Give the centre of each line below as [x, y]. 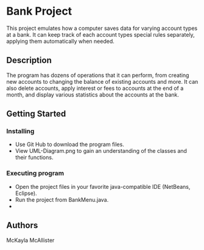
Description [29, 60]
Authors [22, 225]
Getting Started [36, 114]
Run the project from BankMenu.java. [62, 199]
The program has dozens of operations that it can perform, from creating [98, 75]
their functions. [34, 158]
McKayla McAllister [30, 240]
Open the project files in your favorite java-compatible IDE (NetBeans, [103, 186]
